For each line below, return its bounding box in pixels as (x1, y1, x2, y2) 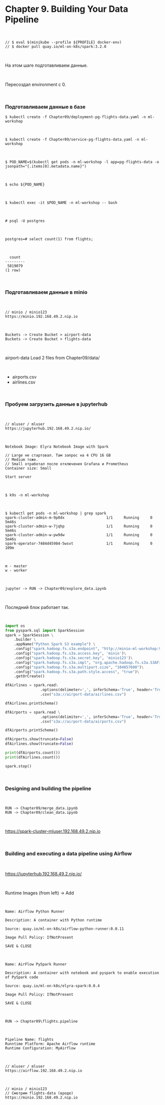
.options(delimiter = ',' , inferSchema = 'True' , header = (40, 714, 153, 719)
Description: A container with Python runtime (5, 918, 102, 923)
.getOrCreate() (14, 674, 45, 679)
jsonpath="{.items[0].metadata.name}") (5, 164, 87, 169)
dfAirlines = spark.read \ (5, 683, 58, 688)
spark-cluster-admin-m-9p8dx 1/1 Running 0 (5, 515, 153, 520)
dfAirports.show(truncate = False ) (5, 737, 74, 742)
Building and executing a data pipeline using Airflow (5, 850, 132, 857)
